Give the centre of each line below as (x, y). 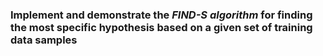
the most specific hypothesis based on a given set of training (161, 27)
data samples (44, 40)
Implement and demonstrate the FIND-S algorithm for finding (161, 15)
